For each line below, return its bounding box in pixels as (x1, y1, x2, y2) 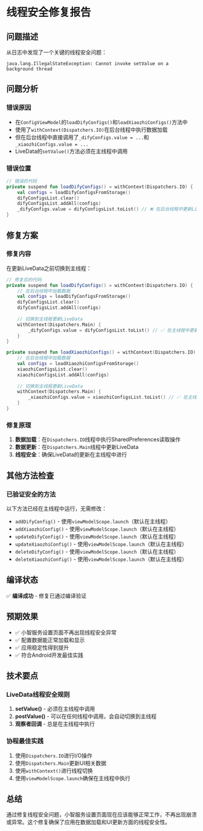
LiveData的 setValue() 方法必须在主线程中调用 (14, 147, 128, 155)
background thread (6, 66, 53, 72)
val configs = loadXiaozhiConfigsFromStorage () (17, 361, 139, 367)
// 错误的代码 (6, 178, 37, 184)
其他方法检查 (6, 470, 54, 480)
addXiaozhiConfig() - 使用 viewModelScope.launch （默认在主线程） (14, 525, 179, 532)
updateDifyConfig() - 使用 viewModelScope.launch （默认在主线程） (14, 532, 179, 540)
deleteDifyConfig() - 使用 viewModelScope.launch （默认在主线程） (14, 548, 179, 555)
